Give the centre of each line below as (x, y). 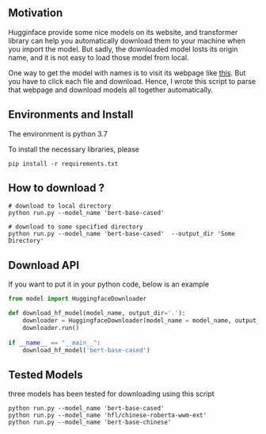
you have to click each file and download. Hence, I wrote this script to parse (132, 81)
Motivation (36, 13)
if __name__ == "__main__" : (55, 343)
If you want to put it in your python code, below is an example (109, 284)
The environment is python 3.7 (58, 133)
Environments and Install (71, 115)
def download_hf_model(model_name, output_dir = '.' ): (97, 313)
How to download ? (57, 188)
